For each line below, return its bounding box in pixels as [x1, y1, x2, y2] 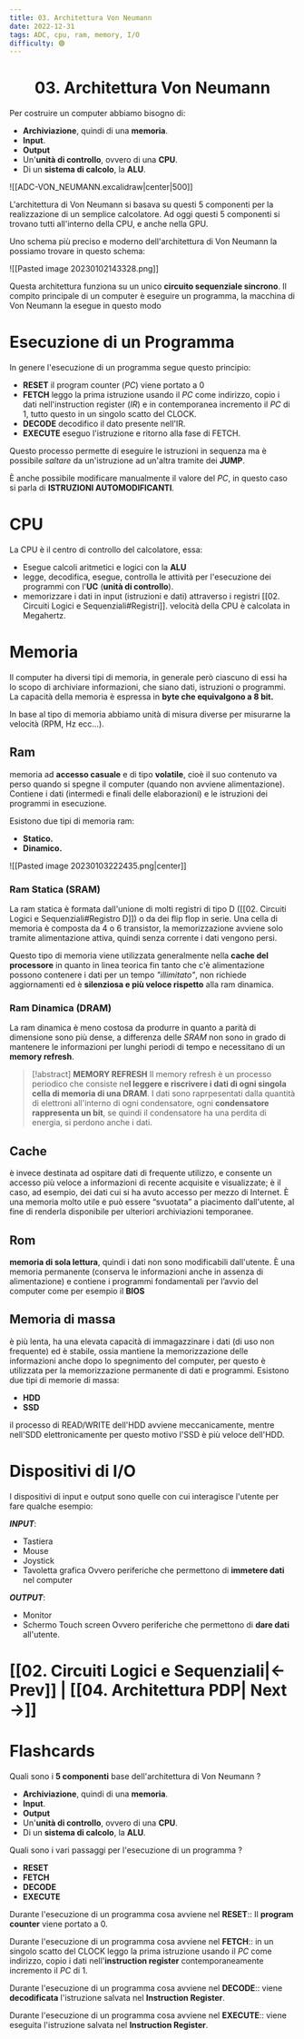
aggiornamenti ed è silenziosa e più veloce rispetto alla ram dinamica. [9, 979, 274, 990]
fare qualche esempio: [9, 1500, 93, 1511]
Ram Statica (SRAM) [9, 883, 102, 896]
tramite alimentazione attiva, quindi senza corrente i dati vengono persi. [9, 933, 278, 944]
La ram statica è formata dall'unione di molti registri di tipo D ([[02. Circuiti [9, 904, 288, 915]
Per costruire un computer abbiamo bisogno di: [9, 108, 186, 119]
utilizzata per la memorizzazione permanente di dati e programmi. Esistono [9, 1364, 289, 1376]
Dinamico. [22, 842, 63, 854]
